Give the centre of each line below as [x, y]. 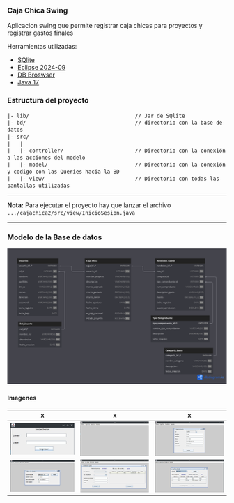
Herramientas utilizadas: [42, 47]
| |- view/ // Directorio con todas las [113, 179]
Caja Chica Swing [38, 10]
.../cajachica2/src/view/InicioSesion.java [71, 213]
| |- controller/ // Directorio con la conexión [117, 151]
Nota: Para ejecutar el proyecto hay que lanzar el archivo [89, 205]
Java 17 [28, 82]
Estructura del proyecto [48, 100]
